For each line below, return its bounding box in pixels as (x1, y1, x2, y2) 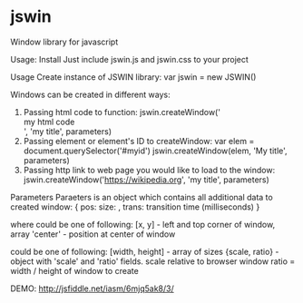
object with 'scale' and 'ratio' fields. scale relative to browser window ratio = (10, 256, 296, 267)
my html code (23, 116, 75, 127)
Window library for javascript (10, 36, 119, 47)
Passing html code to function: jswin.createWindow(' (23, 106, 221, 117)
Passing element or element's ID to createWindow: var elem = (23, 135, 255, 146)
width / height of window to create (10, 265, 139, 276)
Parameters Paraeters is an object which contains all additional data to (10, 191, 273, 202)
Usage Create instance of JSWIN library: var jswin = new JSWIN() (10, 71, 257, 83)
